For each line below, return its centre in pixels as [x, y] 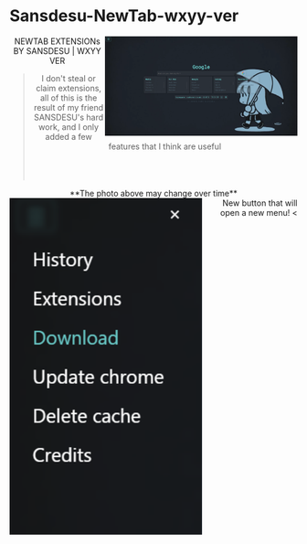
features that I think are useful [165, 146]
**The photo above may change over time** [153, 193]
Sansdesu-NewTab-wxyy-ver [124, 16]
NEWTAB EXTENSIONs [57, 41]
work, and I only [68, 127]
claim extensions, [69, 88]
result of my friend [69, 107]
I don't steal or [69, 78]
